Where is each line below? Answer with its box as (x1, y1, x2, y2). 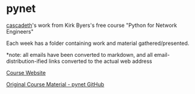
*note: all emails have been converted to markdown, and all (6, 51, 153, 58)
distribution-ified (6, 57, 48, 65)
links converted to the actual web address (49, 57, 152, 65)
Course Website (6, 69, 46, 76)
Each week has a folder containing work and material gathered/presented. (6, 40, 190, 47)
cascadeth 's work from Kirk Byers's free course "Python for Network (6, 22, 177, 29)
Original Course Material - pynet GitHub (6, 80, 104, 88)
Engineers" (6, 28, 34, 35)
